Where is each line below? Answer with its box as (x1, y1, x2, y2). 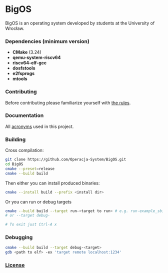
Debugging (5, 234, 33, 241)
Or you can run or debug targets (5, 198, 71, 204)
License (5, 261, 25, 268)
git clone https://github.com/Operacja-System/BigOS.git (5, 157, 126, 162)
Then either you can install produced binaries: (5, 180, 100, 186)
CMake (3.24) (12, 49, 41, 55)
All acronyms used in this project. (5, 123, 74, 129)
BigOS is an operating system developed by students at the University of (5, 20, 155, 26)
